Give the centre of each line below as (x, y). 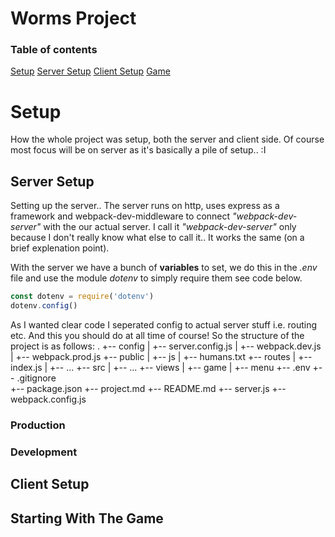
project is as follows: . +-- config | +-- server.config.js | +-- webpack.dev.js (166, 346)
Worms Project (73, 18)
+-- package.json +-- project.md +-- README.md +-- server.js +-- (148, 388)
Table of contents (54, 50)
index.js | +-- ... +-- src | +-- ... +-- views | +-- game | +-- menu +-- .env (160, 367)
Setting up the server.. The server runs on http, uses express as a (145, 206)
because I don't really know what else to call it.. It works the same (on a (157, 238)
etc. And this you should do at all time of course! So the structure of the (157, 335)
